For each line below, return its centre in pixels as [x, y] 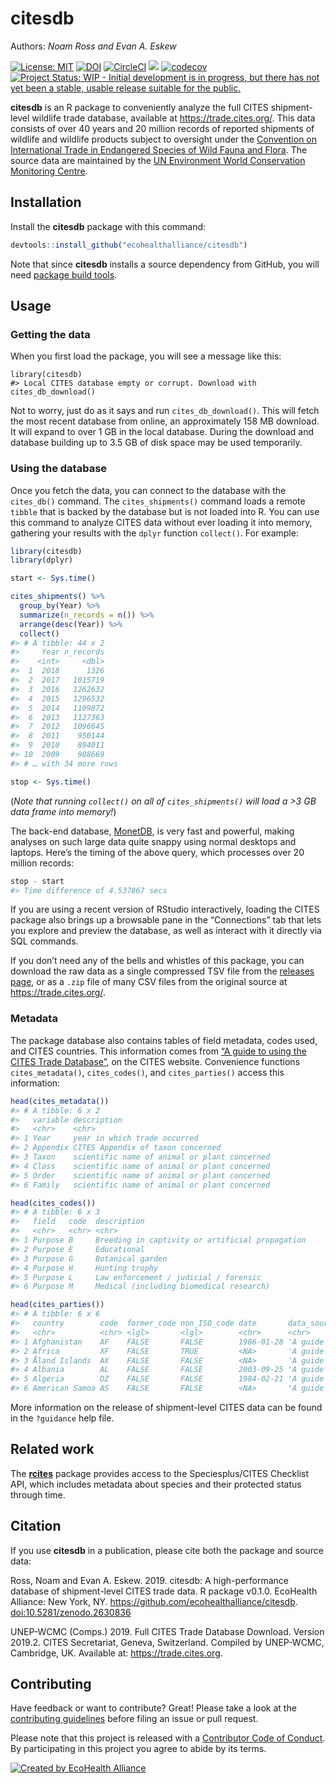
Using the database [59, 469]
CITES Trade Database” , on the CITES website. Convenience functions [155, 1061]
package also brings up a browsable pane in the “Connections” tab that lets [166, 920]
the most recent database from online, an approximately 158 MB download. [165, 421]
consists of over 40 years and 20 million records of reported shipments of [162, 128]
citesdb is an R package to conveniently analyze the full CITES [139, 107]
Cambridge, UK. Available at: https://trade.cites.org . [116, 1653]
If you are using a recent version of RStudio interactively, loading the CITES [165, 909]
